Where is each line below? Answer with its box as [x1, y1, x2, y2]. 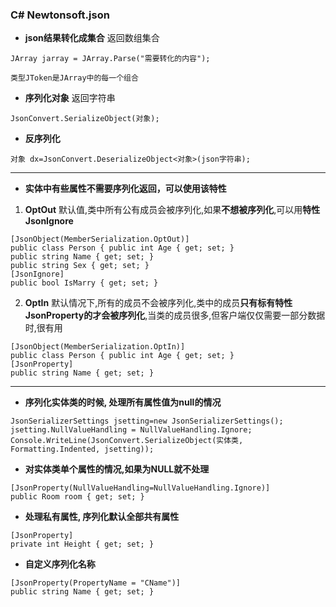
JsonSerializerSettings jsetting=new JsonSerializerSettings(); [10, 416, 284, 427]
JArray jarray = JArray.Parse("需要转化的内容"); [10, 54, 211, 64]
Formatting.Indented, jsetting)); [10, 444, 155, 455]
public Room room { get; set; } [10, 492, 145, 502]
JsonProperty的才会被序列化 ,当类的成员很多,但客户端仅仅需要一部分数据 [24, 309, 326, 322]
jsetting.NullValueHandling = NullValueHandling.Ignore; [10, 425, 253, 435]
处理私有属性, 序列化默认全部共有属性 [24, 511, 180, 523]
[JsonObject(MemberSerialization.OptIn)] [10, 342, 186, 352]
